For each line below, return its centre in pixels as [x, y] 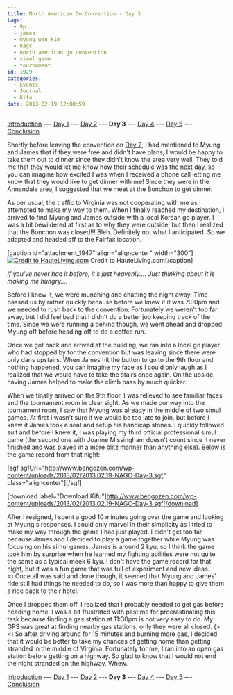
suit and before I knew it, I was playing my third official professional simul [112, 432]
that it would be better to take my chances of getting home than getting [109, 641]
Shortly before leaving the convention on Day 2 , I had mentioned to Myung [114, 145]
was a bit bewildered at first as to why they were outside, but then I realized [115, 224]
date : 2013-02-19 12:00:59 [46, 104]
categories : [24, 78]
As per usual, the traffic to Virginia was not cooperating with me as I [104, 202]
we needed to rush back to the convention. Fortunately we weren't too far [112, 309]
